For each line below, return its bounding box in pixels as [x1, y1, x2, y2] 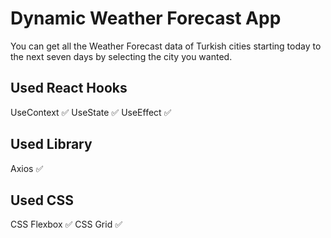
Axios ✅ [10, 162, 44, 174]
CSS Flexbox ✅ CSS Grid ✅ [10, 218, 123, 231]
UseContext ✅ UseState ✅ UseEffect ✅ [10, 106, 172, 118]
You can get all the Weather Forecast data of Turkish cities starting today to [10, 40, 322, 52]
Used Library [10, 136, 93, 153]
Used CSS [10, 192, 74, 209]
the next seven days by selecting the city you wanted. [10, 50, 233, 62]
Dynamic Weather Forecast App [10, 7, 282, 30]
